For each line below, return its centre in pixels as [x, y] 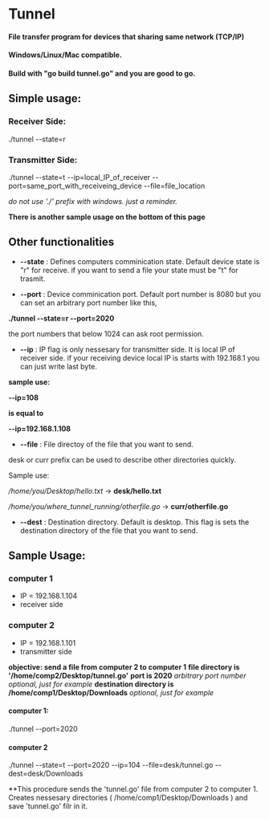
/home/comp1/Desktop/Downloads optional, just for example [111, 692]
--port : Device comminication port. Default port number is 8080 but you [140, 294]
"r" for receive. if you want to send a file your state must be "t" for [129, 270]
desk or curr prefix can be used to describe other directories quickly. [122, 459]
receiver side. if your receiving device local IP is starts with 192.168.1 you [140, 357]
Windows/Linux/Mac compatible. [65, 55]
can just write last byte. [59, 366]
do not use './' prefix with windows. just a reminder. [93, 201]
